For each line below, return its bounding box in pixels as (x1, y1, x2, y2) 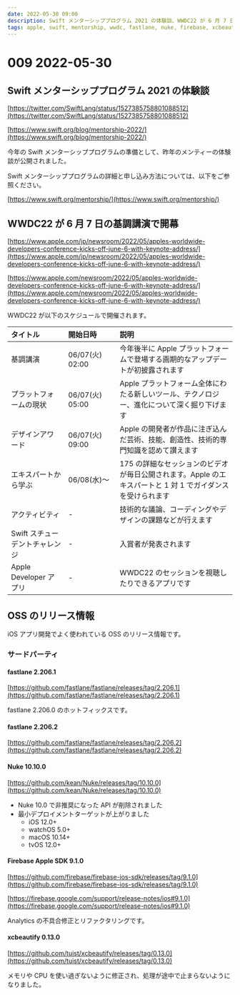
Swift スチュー (11, 529, 59, 539)
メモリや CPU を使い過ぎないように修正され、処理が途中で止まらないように (7, 971, 231, 979)
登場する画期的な (134, 354, 191, 364)
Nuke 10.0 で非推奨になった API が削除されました (17, 801, 163, 809)
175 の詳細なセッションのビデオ (119, 459, 229, 469)
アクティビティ (11, 510, 61, 520)
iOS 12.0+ (28, 817, 57, 826)
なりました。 (7, 980, 45, 989)
